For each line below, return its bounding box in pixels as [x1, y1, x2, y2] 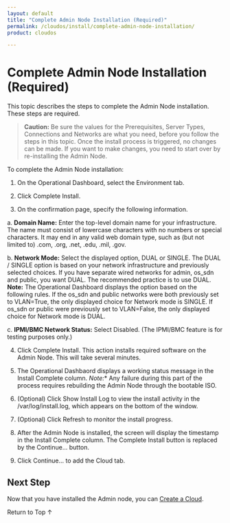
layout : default [7, 10, 54, 17]
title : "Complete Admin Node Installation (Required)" [7, 16, 168, 23]
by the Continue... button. [16, 443, 90, 452]
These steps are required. [7, 109, 80, 118]
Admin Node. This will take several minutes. [16, 353, 141, 361]
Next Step [7, 476, 51, 488]
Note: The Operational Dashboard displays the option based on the [7, 283, 198, 291]
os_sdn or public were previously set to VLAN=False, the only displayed [7, 305, 210, 313]
